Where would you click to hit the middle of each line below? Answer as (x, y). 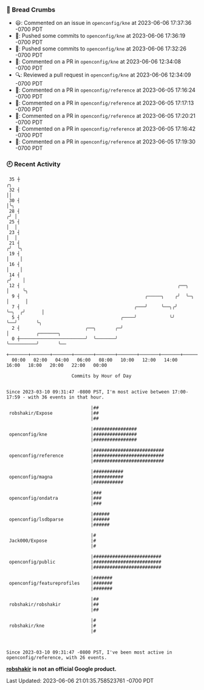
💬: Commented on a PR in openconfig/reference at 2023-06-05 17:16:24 (105, 90)
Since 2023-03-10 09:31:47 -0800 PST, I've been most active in (89, 652)
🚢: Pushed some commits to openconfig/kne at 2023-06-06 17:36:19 (100, 36)
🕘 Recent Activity (33, 165)
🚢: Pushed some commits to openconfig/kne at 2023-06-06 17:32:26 (101, 49)
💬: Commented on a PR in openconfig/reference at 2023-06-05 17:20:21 (105, 116)
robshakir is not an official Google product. (61, 669)
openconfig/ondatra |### (55, 498)
